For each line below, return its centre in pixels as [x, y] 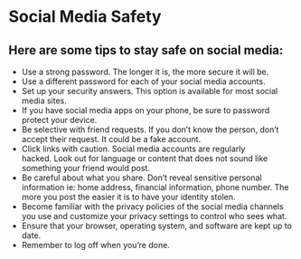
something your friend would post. [86, 168]
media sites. [44, 101]
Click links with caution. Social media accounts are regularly [133, 149]
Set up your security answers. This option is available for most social [150, 91]
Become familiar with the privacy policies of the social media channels [152, 206]
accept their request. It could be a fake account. [111, 139]
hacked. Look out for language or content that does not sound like [145, 158]
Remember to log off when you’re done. [96, 245]
